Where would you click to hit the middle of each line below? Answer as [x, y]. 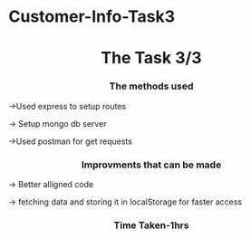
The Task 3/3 [151, 58]
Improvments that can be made [151, 165]
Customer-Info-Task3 [92, 17]
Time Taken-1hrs [151, 225]
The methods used [151, 86]
